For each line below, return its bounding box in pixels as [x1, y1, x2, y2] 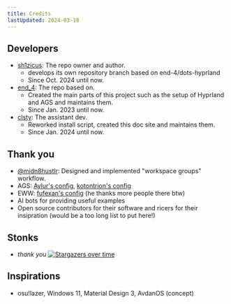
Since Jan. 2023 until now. [27, 106, 105, 114]
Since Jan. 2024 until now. [27, 128, 105, 136]
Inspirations [7, 270, 61, 282]
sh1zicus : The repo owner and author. [17, 61, 126, 70]
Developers [7, 43, 59, 55]
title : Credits [7, 10, 52, 17]
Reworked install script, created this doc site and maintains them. [27, 120, 216, 129]
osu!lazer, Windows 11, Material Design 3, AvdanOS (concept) [17, 289, 194, 297]
